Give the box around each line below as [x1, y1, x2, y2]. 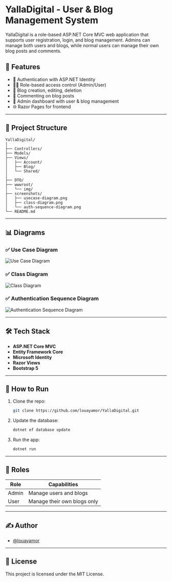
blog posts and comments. [5, 48, 61, 54]
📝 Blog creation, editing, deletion [12, 87, 82, 93]
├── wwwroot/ [5, 182, 33, 187]
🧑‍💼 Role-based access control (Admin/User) [12, 82, 106, 88]
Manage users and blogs [28, 489, 88, 496]
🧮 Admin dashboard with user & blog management [12, 98, 119, 104]
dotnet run [12, 447, 36, 452]
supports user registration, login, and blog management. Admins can [5, 37, 150, 43]
